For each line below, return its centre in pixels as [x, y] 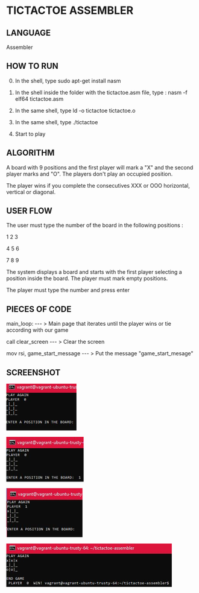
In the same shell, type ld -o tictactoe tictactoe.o [75, 110]
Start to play [30, 134]
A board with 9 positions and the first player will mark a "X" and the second [100, 167]
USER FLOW [29, 211]
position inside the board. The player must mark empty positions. [87, 279]
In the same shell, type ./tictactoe [56, 122]
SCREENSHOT [33, 373]
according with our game [37, 330]
